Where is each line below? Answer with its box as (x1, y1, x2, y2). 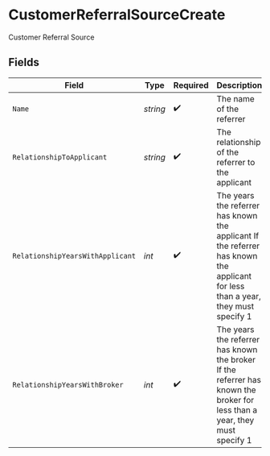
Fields (8, 56, 40, 69)
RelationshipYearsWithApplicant (12, 251, 137, 260)
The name (216, 93, 255, 104)
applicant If (216, 230, 260, 241)
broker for (216, 394, 255, 405)
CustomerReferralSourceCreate (8, 6, 226, 24)
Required (173, 79, 209, 90)
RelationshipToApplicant (12, 152, 108, 162)
